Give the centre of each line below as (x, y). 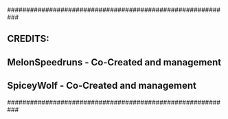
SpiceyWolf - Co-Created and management (102, 86)
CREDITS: (28, 39)
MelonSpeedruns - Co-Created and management (114, 62)
